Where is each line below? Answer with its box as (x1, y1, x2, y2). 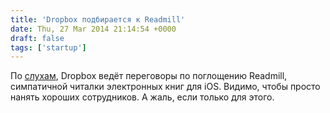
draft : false (10, 33, 65, 43)
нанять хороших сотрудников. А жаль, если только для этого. (10, 91, 275, 103)
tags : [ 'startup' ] (10, 42, 87, 53)
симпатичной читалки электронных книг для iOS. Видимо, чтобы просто (10, 81, 321, 93)
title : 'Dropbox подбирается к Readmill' (10, 14, 186, 25)
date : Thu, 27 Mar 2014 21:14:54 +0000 (10, 24, 177, 34)
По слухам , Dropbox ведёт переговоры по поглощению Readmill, (10, 70, 288, 82)
